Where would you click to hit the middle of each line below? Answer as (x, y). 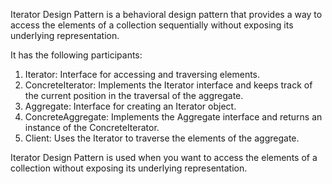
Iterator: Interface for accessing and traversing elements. (142, 74)
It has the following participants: (76, 55)
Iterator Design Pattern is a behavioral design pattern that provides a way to (166, 14)
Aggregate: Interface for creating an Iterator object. (130, 106)
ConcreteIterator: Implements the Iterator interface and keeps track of (168, 85)
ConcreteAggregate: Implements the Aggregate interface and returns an (173, 117)
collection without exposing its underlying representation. (129, 168)
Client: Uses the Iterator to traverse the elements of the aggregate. (162, 138)
